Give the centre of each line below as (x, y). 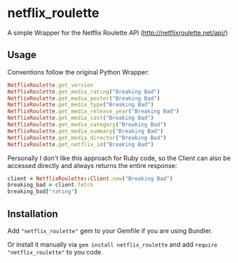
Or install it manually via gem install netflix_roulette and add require (113, 244)
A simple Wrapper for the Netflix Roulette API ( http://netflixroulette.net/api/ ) (118, 33)
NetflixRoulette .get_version (50, 85)
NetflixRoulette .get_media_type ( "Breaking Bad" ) (81, 105)
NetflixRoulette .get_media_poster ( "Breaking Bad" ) (84, 98)
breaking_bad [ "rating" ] (43, 192)
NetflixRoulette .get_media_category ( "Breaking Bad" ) (87, 125)
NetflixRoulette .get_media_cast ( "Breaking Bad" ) (81, 118)
